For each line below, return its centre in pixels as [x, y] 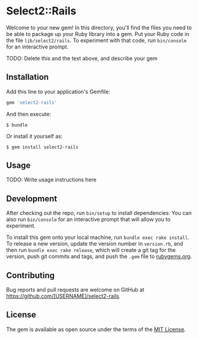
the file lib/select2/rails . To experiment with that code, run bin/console [96, 40]
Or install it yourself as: [34, 136]
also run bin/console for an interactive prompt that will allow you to [89, 219]
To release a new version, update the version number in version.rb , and [95, 244]
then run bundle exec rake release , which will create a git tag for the [91, 250]
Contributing [30, 275]
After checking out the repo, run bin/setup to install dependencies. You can [99, 213]
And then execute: [29, 114]
